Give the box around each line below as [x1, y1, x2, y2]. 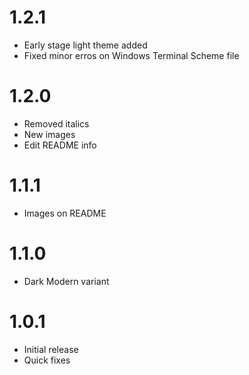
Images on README [23, 207, 107, 219]
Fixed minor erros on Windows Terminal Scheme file [23, 49, 240, 61]
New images [23, 128, 76, 140]
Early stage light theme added [23, 39, 148, 51]
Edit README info [23, 139, 97, 151]
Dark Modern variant [23, 275, 110, 287]
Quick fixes [23, 354, 71, 366]
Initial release [23, 343, 79, 355]
